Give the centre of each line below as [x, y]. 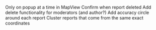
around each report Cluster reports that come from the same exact [74, 18]
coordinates [18, 23]
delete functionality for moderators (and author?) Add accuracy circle [77, 12]
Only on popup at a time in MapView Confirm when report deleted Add [78, 7]
